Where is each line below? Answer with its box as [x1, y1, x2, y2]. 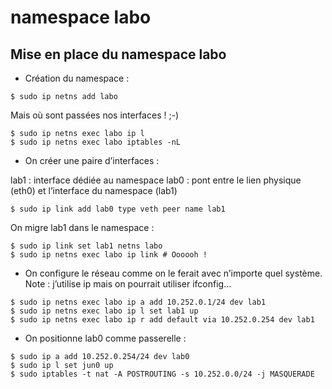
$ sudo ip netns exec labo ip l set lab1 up [10, 306, 199, 316]
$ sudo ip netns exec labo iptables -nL [10, 137, 182, 147]
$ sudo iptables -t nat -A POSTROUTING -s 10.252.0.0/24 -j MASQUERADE [10, 369, 315, 379]
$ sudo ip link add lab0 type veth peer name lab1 [10, 204, 226, 214]
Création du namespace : [24, 72, 130, 84]
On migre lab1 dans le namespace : [10, 222, 155, 233]
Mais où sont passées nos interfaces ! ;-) [10, 109, 180, 121]
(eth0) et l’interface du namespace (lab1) [10, 185, 178, 196]
